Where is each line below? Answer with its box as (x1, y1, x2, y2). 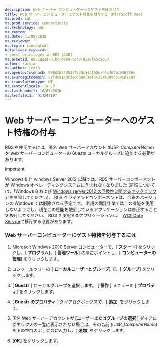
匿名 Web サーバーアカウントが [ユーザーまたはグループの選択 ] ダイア (12, 315, 153, 321)
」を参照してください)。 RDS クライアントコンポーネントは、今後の (5, 195, 140, 200)
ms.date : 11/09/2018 (5, 34, 47, 39)
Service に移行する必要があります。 (5, 219, 75, 225)
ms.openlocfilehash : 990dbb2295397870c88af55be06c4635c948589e (5, 70, 135, 75)
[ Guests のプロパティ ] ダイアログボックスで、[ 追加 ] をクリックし (12, 299, 146, 305)
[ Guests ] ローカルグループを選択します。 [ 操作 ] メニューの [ (12, 282, 137, 289)
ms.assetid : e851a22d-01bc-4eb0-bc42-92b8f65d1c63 (5, 57, 109, 62)
